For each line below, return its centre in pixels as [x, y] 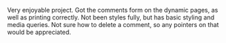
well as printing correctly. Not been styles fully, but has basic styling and [111, 17]
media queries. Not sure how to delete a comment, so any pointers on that [113, 25]
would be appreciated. [39, 32]
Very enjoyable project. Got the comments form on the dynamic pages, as [113, 10]
